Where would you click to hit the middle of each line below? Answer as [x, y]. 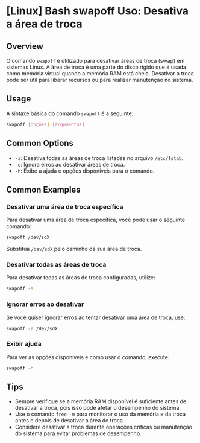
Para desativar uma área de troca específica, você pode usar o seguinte [96, 220]
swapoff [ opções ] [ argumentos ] [45, 124]
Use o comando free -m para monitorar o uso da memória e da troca [100, 414]
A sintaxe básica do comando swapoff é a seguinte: [70, 113]
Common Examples [44, 189]
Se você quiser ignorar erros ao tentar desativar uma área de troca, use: [96, 317]
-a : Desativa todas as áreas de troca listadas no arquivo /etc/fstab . [99, 158]
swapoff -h [20, 368]
